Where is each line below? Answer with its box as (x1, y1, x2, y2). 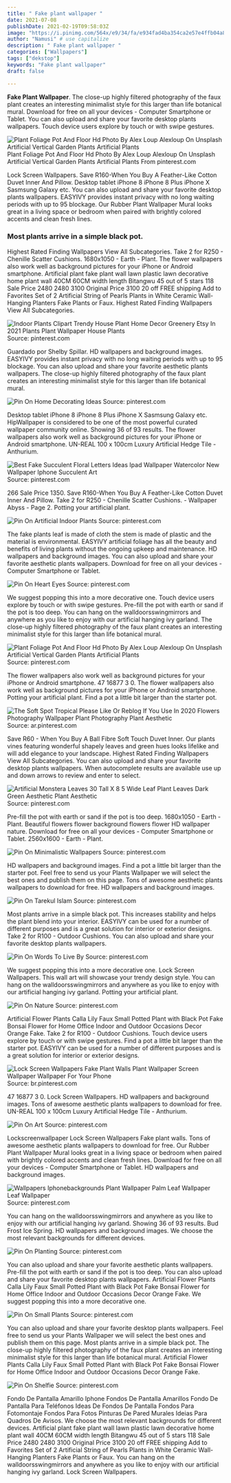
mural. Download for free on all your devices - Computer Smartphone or (7, 108, 212, 116)
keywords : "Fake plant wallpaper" (7, 61, 107, 68)
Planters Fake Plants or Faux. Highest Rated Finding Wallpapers (32, 298, 212, 307)
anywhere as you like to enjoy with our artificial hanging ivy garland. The (7, 615, 212, 624)
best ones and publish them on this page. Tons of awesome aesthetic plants (7, 876, 223, 884)
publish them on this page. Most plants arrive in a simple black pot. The (7, 1338, 210, 1347)
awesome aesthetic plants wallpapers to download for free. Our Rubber (7, 1141, 210, 1149)
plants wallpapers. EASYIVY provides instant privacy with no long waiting (7, 192, 214, 201)
